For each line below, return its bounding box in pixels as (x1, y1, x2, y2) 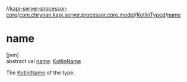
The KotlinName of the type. (6, 69, 75, 76)
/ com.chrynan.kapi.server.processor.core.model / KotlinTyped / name (17, 11, 181, 18)
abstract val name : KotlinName (6, 57, 81, 64)
